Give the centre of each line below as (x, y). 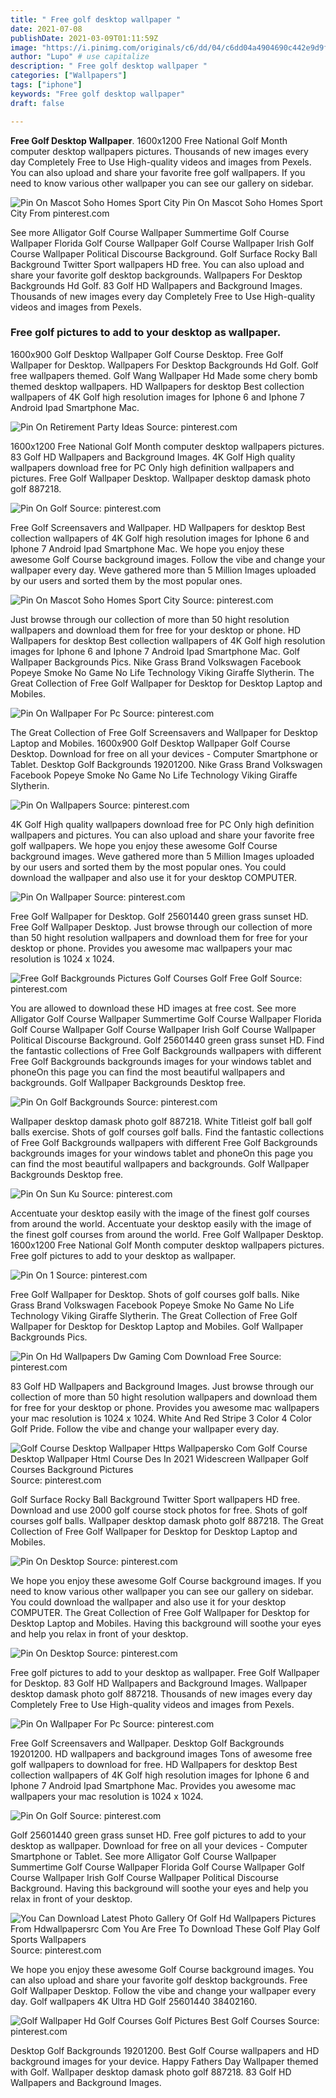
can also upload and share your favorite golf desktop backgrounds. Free (159, 1980)
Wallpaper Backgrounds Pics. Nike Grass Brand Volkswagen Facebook (156, 662)
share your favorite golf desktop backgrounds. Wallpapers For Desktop (156, 275)
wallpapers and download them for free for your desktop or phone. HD (156, 630)
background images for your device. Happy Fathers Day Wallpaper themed (164, 2061)
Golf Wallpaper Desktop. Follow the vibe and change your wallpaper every (163, 1990)
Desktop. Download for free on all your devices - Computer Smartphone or (164, 753)
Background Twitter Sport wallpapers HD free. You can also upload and (157, 264)
